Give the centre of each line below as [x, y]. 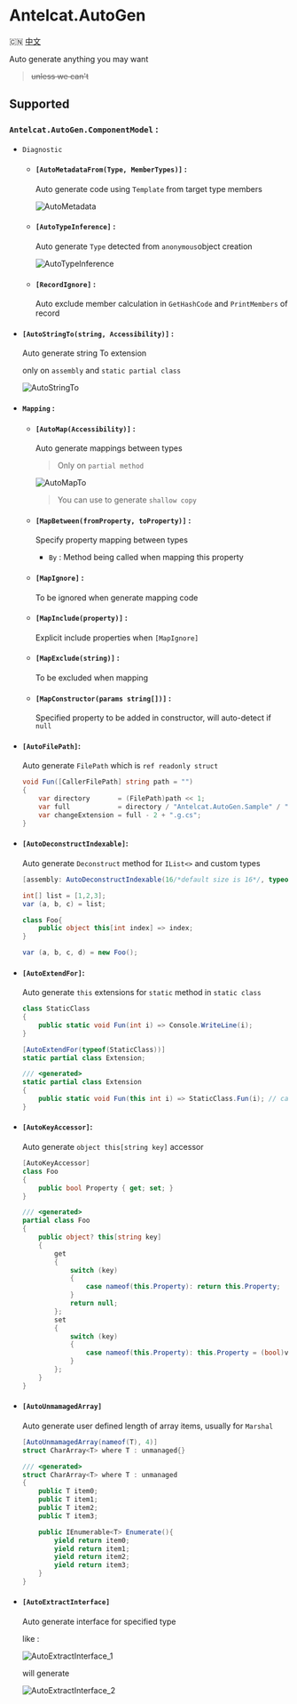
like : [31, 1639]
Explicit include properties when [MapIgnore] [117, 638]
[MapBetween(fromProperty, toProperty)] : [113, 520]
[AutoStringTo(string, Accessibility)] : [98, 334]
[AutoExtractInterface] [66, 1603]
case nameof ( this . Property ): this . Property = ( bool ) [185, 1353]
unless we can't [59, 76]
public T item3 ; [68, 1516]
